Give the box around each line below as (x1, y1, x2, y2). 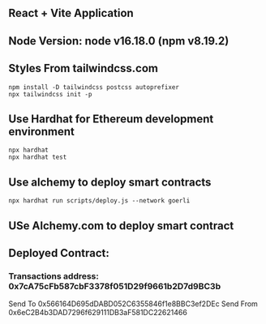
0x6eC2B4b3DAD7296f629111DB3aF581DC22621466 (8, 308, 188, 318)
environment (8, 125, 75, 139)
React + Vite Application (8, 6, 134, 20)
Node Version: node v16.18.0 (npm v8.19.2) (8, 34, 230, 48)
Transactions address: (8, 271, 99, 282)
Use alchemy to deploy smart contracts (8, 175, 212, 189)
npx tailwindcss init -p (8, 90, 92, 98)
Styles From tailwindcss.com (8, 62, 159, 75)
